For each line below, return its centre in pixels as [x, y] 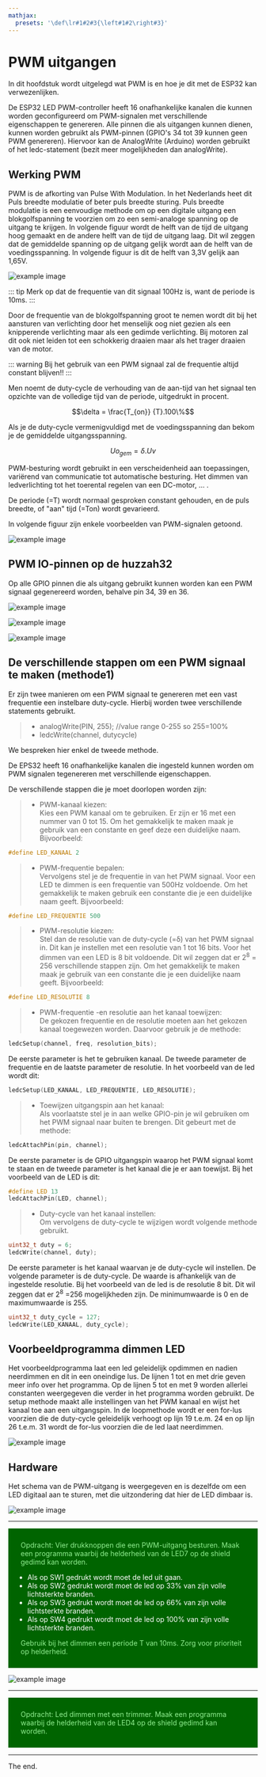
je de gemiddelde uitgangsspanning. [68, 435]
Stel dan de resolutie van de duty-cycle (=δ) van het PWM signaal [146, 940]
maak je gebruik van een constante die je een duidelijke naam [140, 974]
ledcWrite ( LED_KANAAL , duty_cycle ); [68, 1324]
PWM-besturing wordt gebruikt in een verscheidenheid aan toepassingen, [129, 469]
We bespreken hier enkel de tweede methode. [84, 750]
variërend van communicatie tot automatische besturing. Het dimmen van [128, 477]
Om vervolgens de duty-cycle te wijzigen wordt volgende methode [148, 1222]
